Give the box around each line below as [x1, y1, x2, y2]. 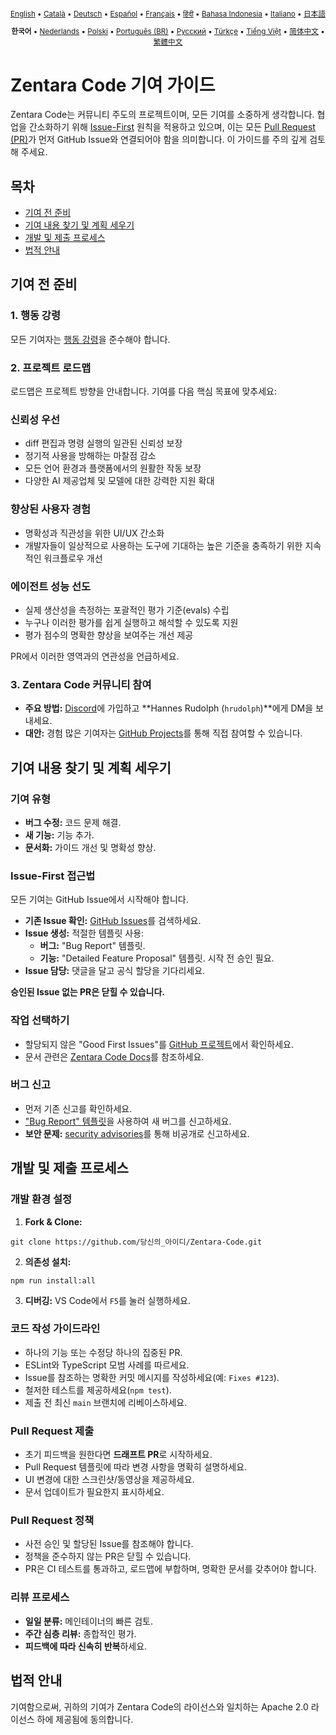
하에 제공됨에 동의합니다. [36, 1713, 134, 1725]
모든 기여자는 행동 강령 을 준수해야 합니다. [10, 333, 171, 345]
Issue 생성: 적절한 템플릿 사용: [24, 927, 145, 939]
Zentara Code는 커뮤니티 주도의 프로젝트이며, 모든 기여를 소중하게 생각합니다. [10, 109, 315, 121]
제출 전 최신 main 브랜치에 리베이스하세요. [24, 1396, 188, 1408]
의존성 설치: [24, 1255, 72, 1268]
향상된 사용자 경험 [10, 502, 92, 516]
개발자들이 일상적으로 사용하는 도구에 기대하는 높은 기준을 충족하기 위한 [24, 539, 303, 551]
